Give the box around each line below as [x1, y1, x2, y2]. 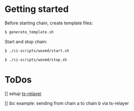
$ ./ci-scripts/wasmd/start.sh [4, 48, 69, 53]
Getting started [4, 3, 69, 15]
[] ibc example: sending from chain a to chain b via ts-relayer [4, 100, 130, 106]
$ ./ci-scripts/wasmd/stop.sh [4, 57, 67, 62]
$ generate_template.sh [4, 29, 54, 34]
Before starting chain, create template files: [4, 20, 93, 26]
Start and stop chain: [4, 38, 48, 44]
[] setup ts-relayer [4, 91, 42, 97]
